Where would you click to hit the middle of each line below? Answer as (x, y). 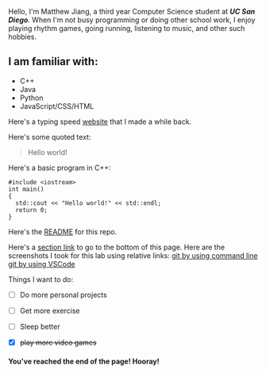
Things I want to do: (41, 279)
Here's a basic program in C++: (60, 168)
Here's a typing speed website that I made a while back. (100, 121)
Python (31, 98)
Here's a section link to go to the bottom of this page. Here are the (116, 247)
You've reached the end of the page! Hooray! (84, 361)
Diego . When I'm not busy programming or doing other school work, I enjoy (132, 20)
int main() (26, 189)
